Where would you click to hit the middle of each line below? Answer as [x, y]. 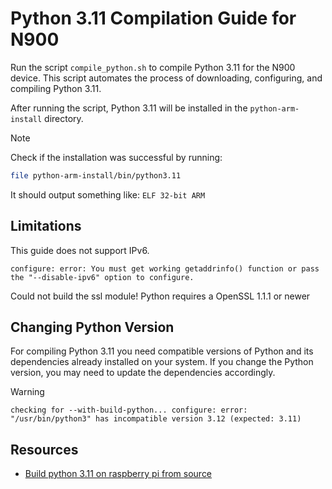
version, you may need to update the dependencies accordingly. [143, 373]
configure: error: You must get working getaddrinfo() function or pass [165, 268]
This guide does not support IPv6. [80, 250]
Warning [27, 392]
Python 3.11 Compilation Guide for [153, 18]
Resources [44, 449]
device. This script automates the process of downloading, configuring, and [166, 78]
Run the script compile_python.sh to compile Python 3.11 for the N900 [153, 67]
